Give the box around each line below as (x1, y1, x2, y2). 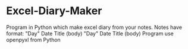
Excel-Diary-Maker (6, 4, 102, 18)
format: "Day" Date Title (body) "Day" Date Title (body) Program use (6, 30, 174, 37)
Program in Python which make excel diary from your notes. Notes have (6, 24, 183, 31)
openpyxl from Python (6, 36, 61, 43)
